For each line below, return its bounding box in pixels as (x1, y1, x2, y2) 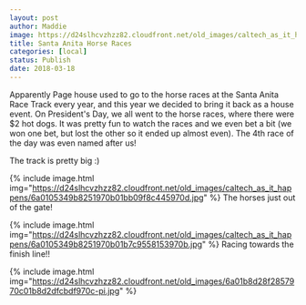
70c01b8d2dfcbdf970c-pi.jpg (9, 285, 120, 296)
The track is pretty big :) (9, 155, 100, 166)
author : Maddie (9, 22, 67, 31)
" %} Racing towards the (201, 239, 294, 249)
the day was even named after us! (9, 137, 137, 148)
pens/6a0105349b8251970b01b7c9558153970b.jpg (9, 239, 203, 249)
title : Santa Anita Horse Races (9, 38, 132, 48)
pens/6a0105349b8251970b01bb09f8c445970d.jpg (9, 192, 204, 203)
